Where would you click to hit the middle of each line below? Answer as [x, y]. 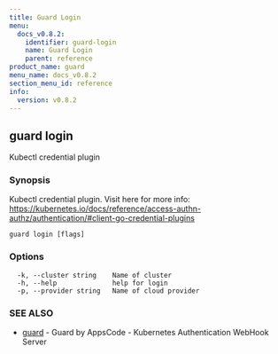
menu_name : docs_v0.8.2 [53, 75]
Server [34, 342]
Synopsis [30, 180]
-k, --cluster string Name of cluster [95, 275]
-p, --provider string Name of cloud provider [108, 291]
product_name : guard [47, 67]
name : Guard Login [59, 51]
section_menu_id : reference [61, 83]
